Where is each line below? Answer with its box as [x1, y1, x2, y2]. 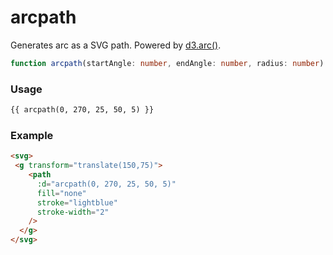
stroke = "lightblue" [36, 197, 118, 208]
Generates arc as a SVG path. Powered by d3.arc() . [10, 39, 222, 51]
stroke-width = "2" [36, 207, 110, 217]
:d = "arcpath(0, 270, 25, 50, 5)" [36, 179, 177, 189]
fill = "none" [36, 188, 87, 198]
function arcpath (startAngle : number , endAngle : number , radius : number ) [10, 58, 325, 68]
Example [10, 128, 54, 142]
